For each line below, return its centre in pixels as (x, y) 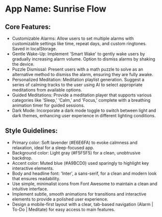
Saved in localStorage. (34, 49)
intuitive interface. (30, 189)
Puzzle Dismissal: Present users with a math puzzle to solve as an (78, 69)
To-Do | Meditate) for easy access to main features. (63, 209)
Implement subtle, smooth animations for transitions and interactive (79, 194)
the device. (23, 64)
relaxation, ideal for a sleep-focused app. (53, 147)
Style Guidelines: (31, 131)
